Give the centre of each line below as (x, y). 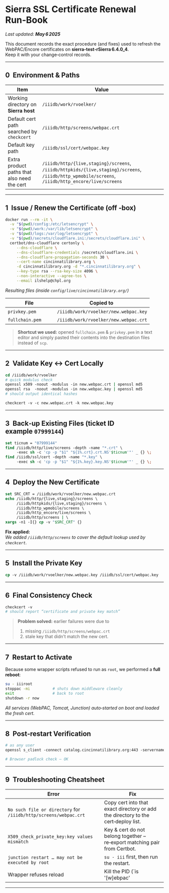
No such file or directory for (44, 809)
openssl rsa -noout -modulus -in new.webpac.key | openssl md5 (74, 389)
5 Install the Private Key (44, 563)
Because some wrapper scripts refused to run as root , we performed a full (83, 669)
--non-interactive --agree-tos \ (51, 276)
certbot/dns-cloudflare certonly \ (47, 243)
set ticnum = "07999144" (31, 443)
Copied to (102, 303)
